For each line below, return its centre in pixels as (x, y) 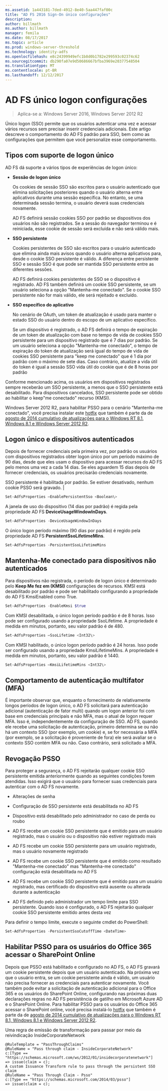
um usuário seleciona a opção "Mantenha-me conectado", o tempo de (85, 345)
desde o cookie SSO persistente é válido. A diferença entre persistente (85, 258)
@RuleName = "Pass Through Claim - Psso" (49, 1075)
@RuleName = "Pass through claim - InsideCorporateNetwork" (69, 1049)
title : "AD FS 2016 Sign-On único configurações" (58, 15)
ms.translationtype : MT (30, 66)
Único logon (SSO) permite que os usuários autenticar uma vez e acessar (81, 123)
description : (19, 19)
